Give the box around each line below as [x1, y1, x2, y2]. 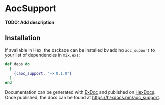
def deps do [5, 61, 30, 67]
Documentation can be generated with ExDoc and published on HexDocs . [5, 89, 156, 95]
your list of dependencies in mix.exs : [5, 52, 80, 58]
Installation [5, 34, 41, 42]
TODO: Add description [5, 19, 55, 25]
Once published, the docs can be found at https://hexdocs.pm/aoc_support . [5, 95, 160, 101]
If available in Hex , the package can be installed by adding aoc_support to [5, 47, 155, 52]
